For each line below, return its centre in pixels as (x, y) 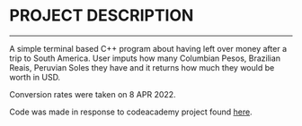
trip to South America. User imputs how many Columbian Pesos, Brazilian (145, 58)
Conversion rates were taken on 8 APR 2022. (93, 94)
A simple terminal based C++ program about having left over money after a (148, 48)
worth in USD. (35, 77)
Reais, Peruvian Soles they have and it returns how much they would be (142, 67)
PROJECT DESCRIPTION (102, 16)
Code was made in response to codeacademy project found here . (131, 112)
